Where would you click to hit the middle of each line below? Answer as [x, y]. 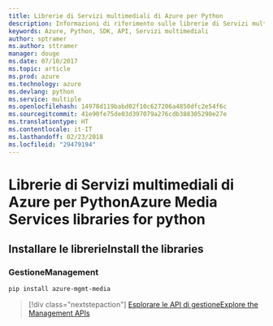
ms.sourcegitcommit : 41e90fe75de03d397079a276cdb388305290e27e [118, 115]
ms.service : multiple [45, 99]
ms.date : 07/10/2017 [43, 62]
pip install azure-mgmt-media [60, 289]
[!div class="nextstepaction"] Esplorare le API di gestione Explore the [143, 305]
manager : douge [34, 54]
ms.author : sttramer [43, 46]
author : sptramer [38, 39]
